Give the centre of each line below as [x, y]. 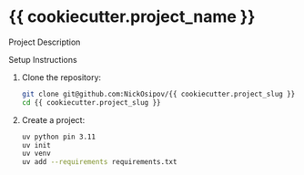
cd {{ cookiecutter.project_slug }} [91, 102]
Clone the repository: [61, 77]
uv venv [36, 154]
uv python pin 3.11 [59, 137]
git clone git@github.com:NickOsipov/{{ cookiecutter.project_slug [152, 94]
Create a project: [53, 119]
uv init [36, 145]
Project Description [45, 42]
